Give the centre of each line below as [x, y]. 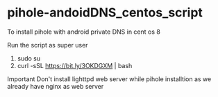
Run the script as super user [48, 45]
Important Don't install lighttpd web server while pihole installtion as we [109, 79]
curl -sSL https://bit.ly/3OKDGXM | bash [75, 65]
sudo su [29, 58]
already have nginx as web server [56, 86]
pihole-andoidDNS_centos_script [105, 13]
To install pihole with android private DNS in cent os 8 [84, 32]
